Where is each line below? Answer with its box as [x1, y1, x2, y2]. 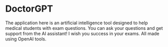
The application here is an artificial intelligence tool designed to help [5, 20, 148, 26]
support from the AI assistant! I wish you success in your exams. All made [5, 30, 160, 36]
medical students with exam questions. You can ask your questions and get [5, 25, 163, 31]
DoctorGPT [5, 3, 53, 15]
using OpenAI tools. [5, 36, 47, 42]
